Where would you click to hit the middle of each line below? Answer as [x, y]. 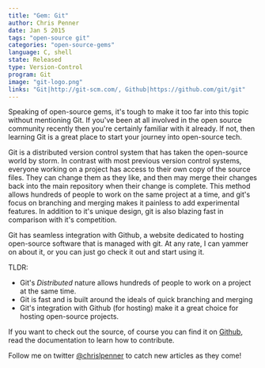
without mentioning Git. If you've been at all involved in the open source [125, 121]
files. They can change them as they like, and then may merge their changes [132, 178]
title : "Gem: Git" [38, 15]
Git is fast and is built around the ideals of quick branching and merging [136, 300]
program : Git [30, 75]
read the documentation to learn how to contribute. [91, 340]
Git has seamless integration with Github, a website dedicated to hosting [126, 236]
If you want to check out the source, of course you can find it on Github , [126, 332]
